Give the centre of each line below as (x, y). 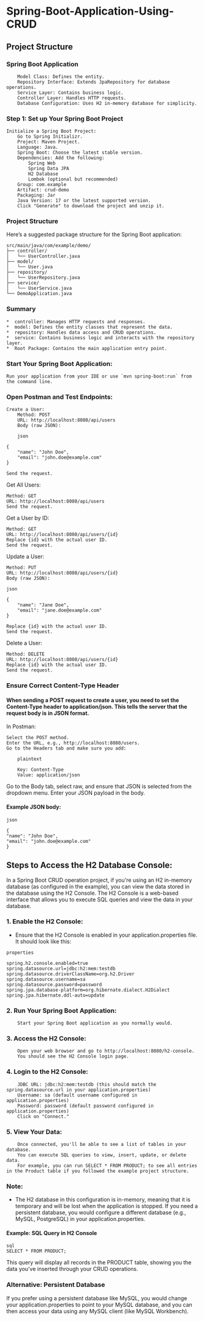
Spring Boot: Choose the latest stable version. (80, 153)
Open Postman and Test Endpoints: (60, 396)
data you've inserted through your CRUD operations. (72, 1269)
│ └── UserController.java (43, 256)
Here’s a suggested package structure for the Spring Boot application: (94, 234)
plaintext (30, 759)
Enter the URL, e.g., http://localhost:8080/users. (73, 743)
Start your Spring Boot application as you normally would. (95, 1023)
